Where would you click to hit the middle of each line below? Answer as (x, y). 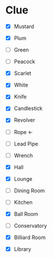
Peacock (24, 61)
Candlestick (28, 108)
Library (22, 249)
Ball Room (26, 214)
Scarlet (22, 73)
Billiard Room (30, 238)
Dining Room (29, 190)
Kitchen (23, 202)
